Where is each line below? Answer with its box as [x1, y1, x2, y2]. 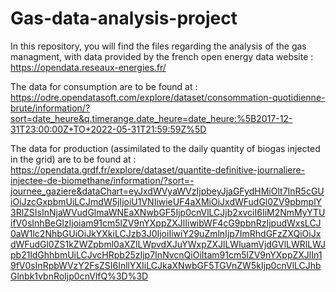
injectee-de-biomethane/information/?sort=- [10, 174, 195, 186]
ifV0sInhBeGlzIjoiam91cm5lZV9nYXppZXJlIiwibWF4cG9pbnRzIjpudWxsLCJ [10, 217, 322, 229]
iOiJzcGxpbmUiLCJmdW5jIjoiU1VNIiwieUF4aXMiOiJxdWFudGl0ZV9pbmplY [10, 195, 323, 207]
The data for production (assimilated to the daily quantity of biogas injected [10, 142, 321, 154]
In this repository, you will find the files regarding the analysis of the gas [10, 40, 307, 52]
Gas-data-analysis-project [10, 7, 238, 30]
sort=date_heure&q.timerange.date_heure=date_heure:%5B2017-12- [10, 112, 293, 124]
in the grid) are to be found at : [10, 153, 137, 165]
